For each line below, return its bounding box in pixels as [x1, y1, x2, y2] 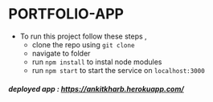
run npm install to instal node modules [31, 57, 162, 67]
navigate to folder [31, 48, 91, 58]
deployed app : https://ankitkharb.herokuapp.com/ [8, 84, 185, 93]
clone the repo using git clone [31, 39, 135, 49]
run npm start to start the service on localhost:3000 [31, 65, 205, 75]
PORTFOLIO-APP [8, 5, 125, 23]
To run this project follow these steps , [19, 31, 147, 41]
